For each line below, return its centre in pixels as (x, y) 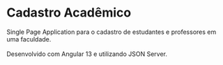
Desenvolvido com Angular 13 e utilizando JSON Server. (87, 54)
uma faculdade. (29, 39)
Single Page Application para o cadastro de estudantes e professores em (111, 32)
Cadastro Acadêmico (69, 13)
